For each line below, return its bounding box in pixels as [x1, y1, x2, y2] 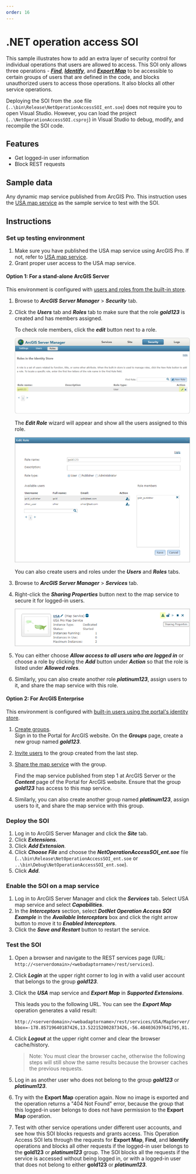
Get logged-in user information [14, 154, 89, 161]
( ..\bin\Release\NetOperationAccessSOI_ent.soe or [14, 855, 138, 862]
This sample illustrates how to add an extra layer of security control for [6, 54, 176, 61]
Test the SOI [6, 941, 42, 949]
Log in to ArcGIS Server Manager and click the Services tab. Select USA [14, 895, 189, 902]
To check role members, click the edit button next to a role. [14, 326, 157, 333]
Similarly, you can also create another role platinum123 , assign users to [14, 676, 188, 683]
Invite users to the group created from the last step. [14, 749, 139, 756]
